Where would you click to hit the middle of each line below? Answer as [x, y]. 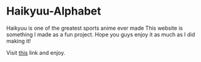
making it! [19, 41]
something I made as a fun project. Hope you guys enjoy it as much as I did [101, 34]
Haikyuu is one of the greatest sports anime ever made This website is [95, 28]
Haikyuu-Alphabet [54, 11]
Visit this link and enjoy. [36, 52]
